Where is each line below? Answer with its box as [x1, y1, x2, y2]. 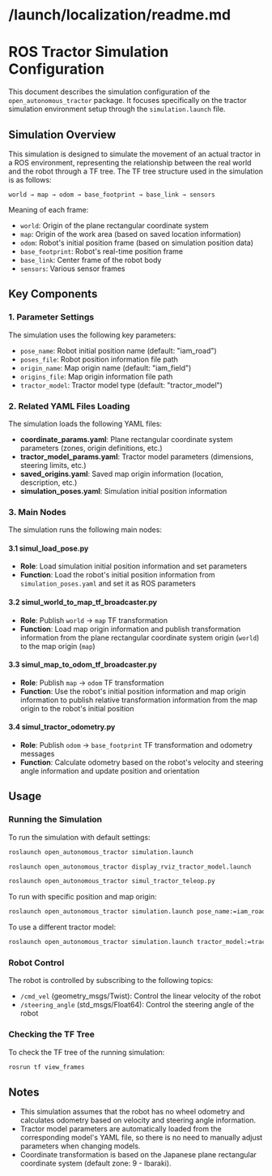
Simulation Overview [8, 127, 117, 141]
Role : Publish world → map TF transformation [19, 615, 168, 625]
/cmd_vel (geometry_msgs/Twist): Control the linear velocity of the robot [19, 991, 261, 1001]
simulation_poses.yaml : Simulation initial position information [19, 486, 227, 496]
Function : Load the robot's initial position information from [19, 570, 216, 580]
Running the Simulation [8, 813, 103, 825]
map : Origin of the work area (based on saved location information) [19, 229, 241, 238]
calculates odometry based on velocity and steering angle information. [19, 1115, 257, 1125]
